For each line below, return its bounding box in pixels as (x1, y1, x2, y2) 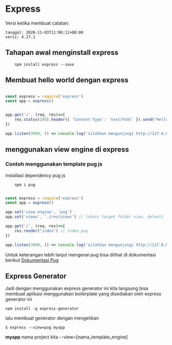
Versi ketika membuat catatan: (5, 20, 70, 26)
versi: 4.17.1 (5, 34, 36, 39)
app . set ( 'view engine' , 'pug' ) (5, 209, 72, 215)
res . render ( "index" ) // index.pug (14, 228, 88, 233)
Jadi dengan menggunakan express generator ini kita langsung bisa (5, 285, 148, 292)
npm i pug (14, 182, 36, 187)
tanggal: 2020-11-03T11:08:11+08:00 (5, 30, 83, 35)
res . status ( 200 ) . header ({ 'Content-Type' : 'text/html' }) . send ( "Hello (14, 117, 168, 122)
